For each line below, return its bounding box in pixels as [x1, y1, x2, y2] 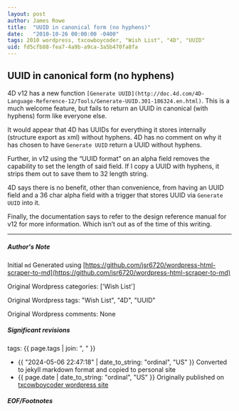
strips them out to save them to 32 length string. [7, 169, 149, 178]
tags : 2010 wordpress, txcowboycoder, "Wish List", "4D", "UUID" [7, 37, 205, 44]
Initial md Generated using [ [7, 261, 86, 269]
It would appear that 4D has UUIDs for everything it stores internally [7, 125, 206, 134]
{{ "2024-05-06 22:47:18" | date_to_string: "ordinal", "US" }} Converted [17, 358, 228, 366]
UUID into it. [7, 198, 41, 207]
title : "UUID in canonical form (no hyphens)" [7, 24, 152, 31]
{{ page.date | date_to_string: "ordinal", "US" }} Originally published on [17, 373, 225, 381]
